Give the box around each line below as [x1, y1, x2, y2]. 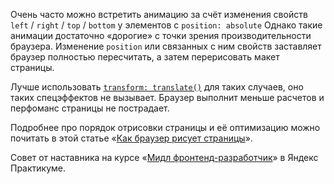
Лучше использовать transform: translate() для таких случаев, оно [10, 81, 304, 93]
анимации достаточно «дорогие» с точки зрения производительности [10, 30, 312, 41]
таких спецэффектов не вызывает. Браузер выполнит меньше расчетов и [10, 92, 325, 103]
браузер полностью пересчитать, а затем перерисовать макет [10, 51, 280, 63]
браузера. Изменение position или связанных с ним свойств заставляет [10, 40, 322, 52]
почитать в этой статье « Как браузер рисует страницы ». [10, 132, 253, 144]
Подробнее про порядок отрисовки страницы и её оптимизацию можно [10, 122, 321, 133]
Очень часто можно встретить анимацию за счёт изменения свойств [10, 9, 308, 20]
